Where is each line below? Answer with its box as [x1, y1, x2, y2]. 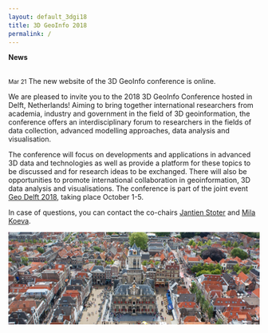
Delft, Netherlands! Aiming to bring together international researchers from [8, 101, 254, 110]
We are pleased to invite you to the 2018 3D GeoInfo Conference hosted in [8, 92, 253, 101]
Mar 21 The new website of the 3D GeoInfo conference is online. [8, 77, 216, 86]
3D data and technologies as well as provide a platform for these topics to [8, 158, 251, 168]
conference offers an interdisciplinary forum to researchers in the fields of [8, 117, 252, 127]
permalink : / [8, 30, 52, 38]
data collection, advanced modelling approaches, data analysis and [8, 126, 230, 136]
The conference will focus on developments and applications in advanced [8, 150, 251, 160]
